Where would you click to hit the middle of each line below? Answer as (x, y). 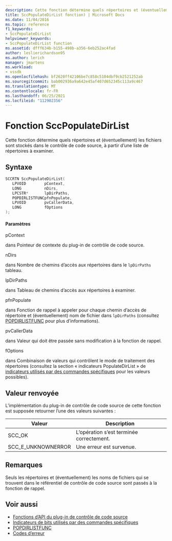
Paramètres (18, 224)
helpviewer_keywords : (28, 39)
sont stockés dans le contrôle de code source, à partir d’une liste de (77, 145)
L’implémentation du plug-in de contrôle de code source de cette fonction (83, 406)
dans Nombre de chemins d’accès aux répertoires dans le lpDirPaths (78, 265)
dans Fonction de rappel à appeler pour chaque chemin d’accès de (76, 310)
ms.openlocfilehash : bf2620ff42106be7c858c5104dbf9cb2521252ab (74, 77)
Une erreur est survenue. (106, 447)
